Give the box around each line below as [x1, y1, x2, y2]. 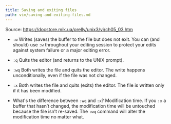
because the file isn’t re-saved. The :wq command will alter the [12, 108, 145, 114]
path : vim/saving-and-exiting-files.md [5, 12, 91, 17]
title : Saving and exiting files [5, 7, 77, 13]
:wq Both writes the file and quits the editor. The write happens [12, 67, 145, 73]
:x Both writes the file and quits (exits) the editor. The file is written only [12, 82, 165, 88]
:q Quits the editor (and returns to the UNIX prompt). [12, 57, 124, 63]
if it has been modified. [12, 87, 62, 93]
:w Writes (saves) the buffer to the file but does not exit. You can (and [12, 36, 160, 42]
